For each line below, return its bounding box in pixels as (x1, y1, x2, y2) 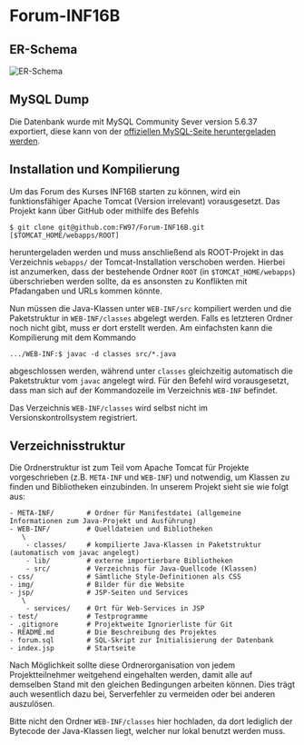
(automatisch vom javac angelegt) (9, 549, 141, 558)
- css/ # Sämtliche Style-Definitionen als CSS (9, 572, 242, 581)
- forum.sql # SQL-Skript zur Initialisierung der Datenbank (9, 636, 274, 645)
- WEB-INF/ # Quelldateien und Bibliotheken (9, 524, 213, 534)
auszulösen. (9, 699, 55, 710)
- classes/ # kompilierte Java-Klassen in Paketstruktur (25, 541, 261, 550)
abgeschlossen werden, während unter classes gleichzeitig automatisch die (9, 365, 293, 376)
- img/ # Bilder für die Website (9, 581, 184, 590)
